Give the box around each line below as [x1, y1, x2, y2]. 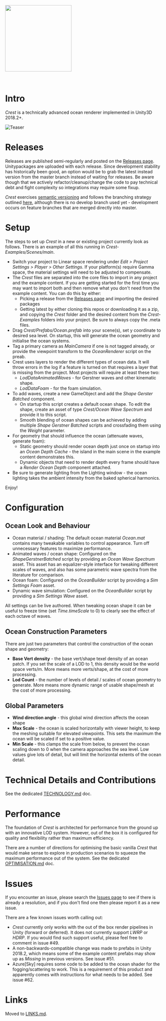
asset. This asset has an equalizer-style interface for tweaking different [12, 561, 158, 567]
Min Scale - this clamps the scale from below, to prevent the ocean [12, 741, 150, 747]
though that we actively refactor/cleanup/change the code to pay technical [5, 179, 158, 185]
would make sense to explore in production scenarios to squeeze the [5, 850, 146, 856]
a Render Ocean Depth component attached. [19, 464, 111, 470]
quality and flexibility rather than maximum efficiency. [5, 835, 115, 841]
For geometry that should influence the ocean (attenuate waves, [12, 433, 144, 438]
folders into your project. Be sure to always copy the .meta [41, 316, 161, 322]
